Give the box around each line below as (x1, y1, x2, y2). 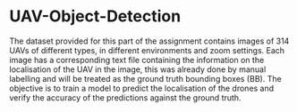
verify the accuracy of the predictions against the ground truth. (9, 92, 242, 103)
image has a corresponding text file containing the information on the (9, 54, 265, 65)
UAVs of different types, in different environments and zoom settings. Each (9, 44, 284, 55)
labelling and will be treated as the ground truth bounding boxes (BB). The (9, 73, 282, 84)
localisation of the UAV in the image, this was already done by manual (9, 64, 267, 75)
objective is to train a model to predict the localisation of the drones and (9, 83, 275, 93)
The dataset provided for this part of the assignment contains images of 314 (9, 36, 290, 46)
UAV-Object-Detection (9, 6, 182, 27)
